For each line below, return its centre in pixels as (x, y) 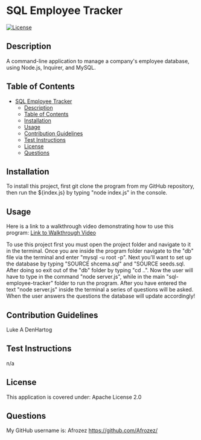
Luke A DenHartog (29, 330)
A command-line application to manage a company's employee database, (98, 61)
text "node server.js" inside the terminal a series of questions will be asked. (100, 290)
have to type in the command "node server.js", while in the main (86, 277)
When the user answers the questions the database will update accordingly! (101, 296)
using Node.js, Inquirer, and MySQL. (51, 67)
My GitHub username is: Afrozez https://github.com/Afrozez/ (82, 430)
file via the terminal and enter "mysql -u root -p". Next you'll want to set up (99, 258)
